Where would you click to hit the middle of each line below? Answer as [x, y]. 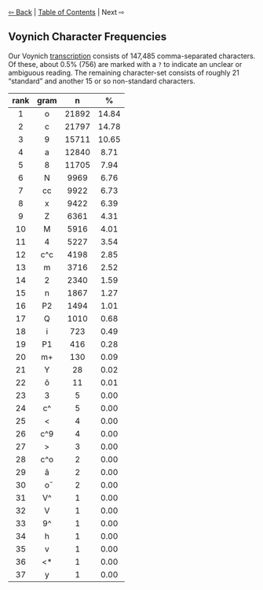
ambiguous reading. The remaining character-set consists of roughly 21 [124, 72]
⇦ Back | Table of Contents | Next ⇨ [67, 12]
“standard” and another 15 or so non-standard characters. [102, 81]
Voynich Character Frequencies [88, 37]
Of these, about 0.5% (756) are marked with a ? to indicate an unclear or [125, 64]
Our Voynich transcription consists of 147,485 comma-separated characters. [132, 56]
